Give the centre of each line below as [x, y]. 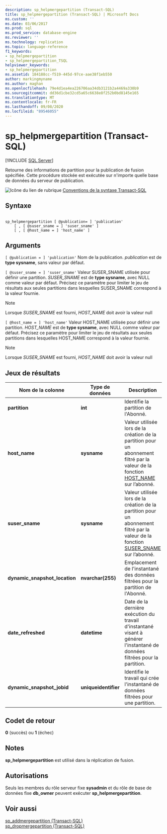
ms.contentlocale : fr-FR [31, 102]
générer [133, 639]
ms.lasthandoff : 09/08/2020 [34, 107]
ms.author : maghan [24, 83]
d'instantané [139, 627]
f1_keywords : [19, 51]
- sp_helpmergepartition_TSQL [37, 61]
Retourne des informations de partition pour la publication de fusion [75, 170]
